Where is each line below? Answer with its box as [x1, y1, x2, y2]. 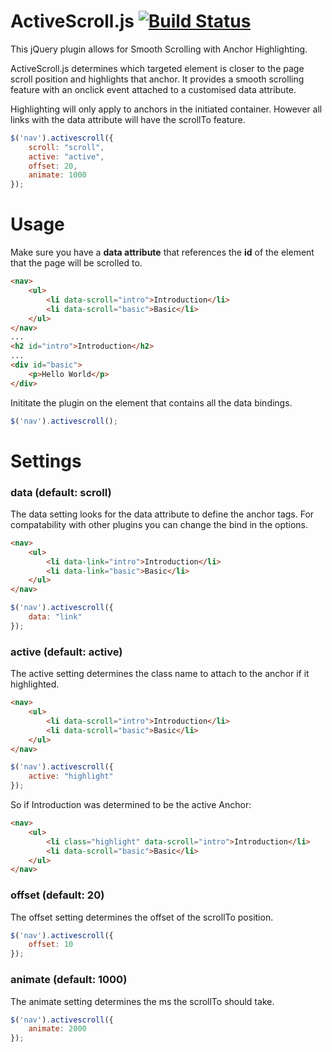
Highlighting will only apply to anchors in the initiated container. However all [10, 103, 323, 115]
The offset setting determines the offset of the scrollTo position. [10, 911, 274, 923]
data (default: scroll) [10, 485, 112, 499]
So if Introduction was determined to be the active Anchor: [10, 799, 252, 811]
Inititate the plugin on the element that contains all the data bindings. [10, 396, 293, 409]
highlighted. [10, 678, 60, 690]
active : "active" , [28, 151, 105, 162]
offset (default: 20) [10, 888, 105, 902]
